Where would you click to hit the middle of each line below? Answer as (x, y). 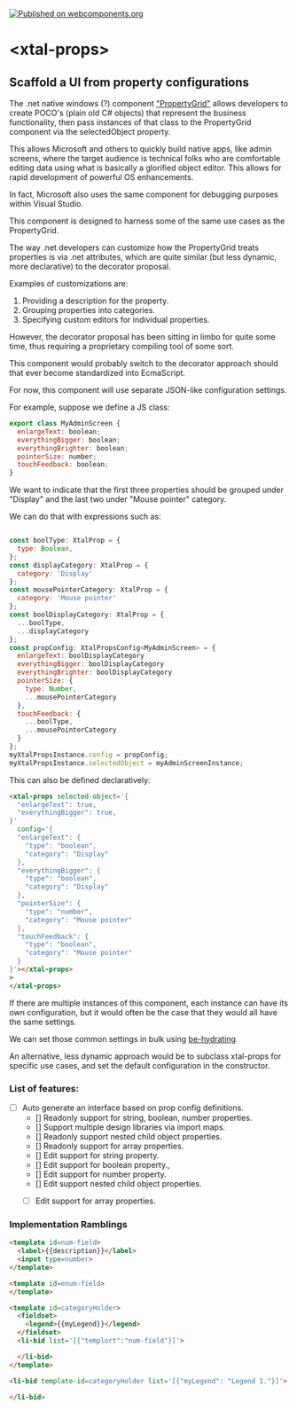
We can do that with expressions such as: (85, 517)
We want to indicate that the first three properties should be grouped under (147, 490)
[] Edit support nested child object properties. (118, 1183)
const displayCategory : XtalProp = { (79, 565)
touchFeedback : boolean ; (63, 465)
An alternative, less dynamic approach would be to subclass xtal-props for (145, 1056)
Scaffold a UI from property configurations (129, 82)
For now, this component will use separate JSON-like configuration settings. (148, 390)
